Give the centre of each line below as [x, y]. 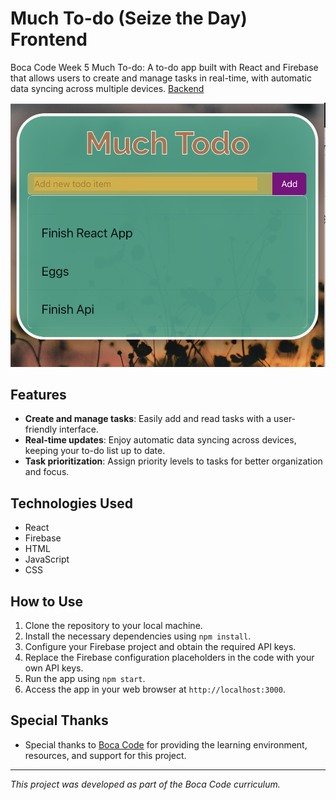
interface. [79, 429]
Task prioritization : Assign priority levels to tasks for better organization [173, 461]
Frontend [49, 39]
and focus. [47, 472]
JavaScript [47, 559]
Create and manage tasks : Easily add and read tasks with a [148, 419]
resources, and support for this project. [105, 755]
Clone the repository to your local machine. [113, 626]
